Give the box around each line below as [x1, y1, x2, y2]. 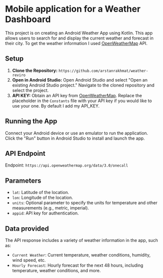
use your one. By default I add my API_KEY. [12, 103, 100, 108]
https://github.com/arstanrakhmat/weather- [58, 68, 148, 73]
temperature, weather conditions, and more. [12, 268, 101, 273]
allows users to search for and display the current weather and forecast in [5, 35, 154, 41]
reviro [12, 72, 26, 78]
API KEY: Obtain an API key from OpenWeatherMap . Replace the [12, 92, 143, 98]
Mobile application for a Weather [5, 3, 141, 15]
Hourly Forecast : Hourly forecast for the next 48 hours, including [12, 262, 143, 268]
